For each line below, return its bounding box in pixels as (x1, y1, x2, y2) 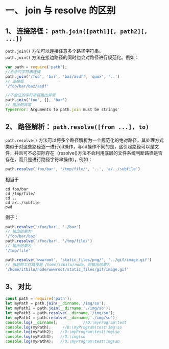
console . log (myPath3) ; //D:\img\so (5, 334, 86, 339)
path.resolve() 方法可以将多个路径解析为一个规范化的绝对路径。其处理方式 (5, 137, 164, 143)
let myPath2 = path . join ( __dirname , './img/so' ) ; (5, 306, 111, 311)
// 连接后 (5, 79, 24, 84)
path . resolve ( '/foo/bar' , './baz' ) (5, 224, 81, 229)
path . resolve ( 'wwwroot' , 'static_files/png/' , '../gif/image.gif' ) (5, 257, 152, 263)
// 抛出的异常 (5, 102, 32, 107)
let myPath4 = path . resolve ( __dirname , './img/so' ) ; (5, 315, 117, 320)
